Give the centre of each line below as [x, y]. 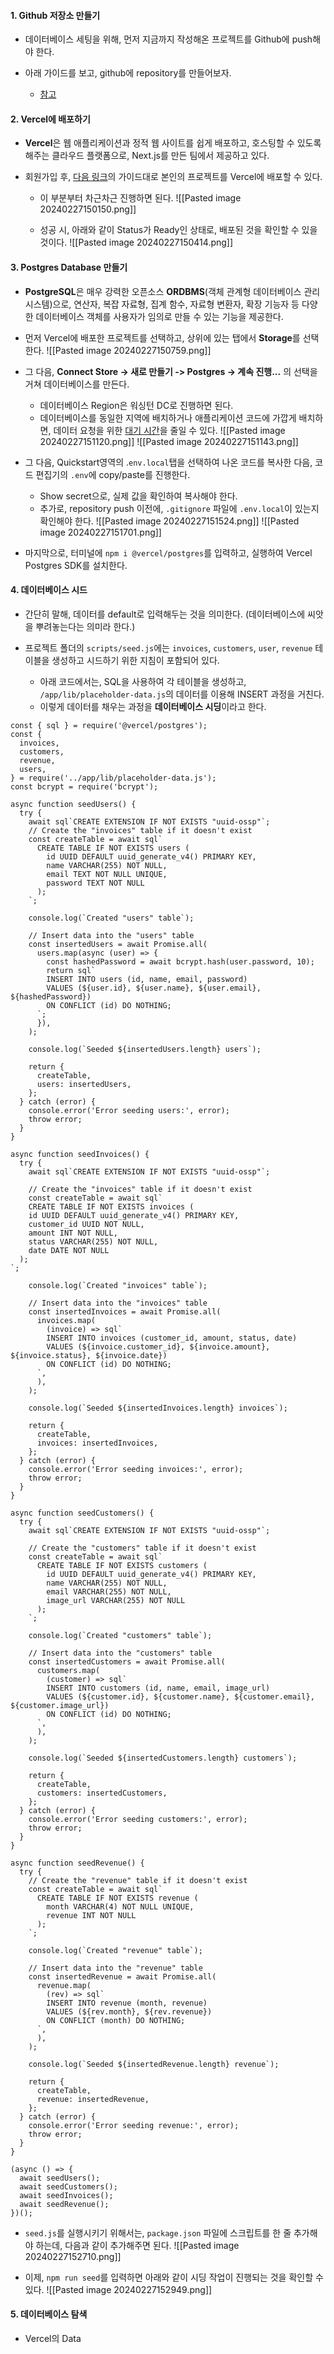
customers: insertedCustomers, [102, 1793]
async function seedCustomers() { [82, 1513]
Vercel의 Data [53, 2339]
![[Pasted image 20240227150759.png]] [129, 350]
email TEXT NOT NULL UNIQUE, [107, 874]
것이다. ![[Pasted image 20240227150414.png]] [136, 242]
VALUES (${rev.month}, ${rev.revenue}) [129, 2011]
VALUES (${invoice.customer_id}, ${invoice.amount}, [158, 1346]
